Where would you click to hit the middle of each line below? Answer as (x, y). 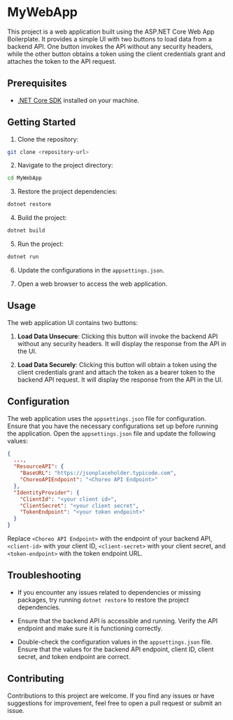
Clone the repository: (48, 139)
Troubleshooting (44, 575)
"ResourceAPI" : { (39, 466)
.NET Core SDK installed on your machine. (78, 100)
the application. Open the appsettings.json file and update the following (111, 433)
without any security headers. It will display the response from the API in (122, 343)
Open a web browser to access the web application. (92, 284)
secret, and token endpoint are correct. (74, 656)
